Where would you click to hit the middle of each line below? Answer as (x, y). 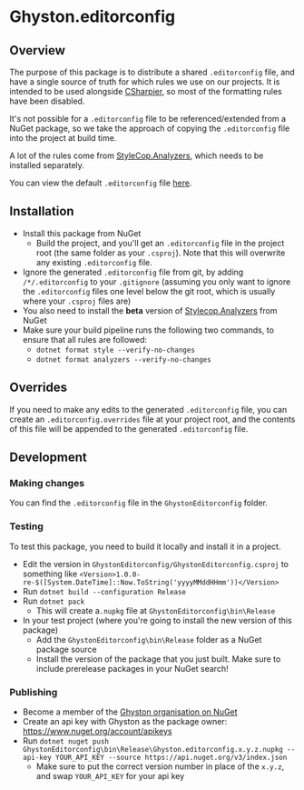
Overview (38, 50)
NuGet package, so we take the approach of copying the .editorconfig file (150, 128)
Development (49, 458)
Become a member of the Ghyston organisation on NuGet (130, 712)
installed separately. (47, 165)
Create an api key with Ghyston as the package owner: (125, 721)
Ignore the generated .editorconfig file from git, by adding (133, 272)
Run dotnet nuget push (65, 740)
